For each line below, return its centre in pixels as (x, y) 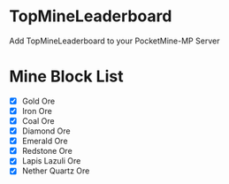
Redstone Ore (47, 151)
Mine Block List (66, 77)
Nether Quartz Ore (56, 171)
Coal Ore (38, 121)
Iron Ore (37, 111)
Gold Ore (38, 101)
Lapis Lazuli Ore (51, 161)
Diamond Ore (46, 131)
